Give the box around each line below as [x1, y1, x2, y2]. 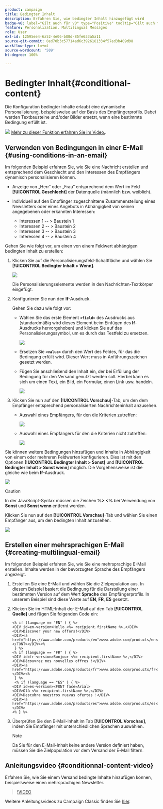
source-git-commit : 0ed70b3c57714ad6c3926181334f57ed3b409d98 [5, 39, 133, 44]
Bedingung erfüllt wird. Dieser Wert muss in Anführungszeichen [19, 354, 147, 360]
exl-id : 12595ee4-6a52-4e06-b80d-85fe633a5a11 [5, 35, 101, 39]
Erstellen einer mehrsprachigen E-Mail [5, 541, 124, 549]
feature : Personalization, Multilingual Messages [5, 25, 108, 30]
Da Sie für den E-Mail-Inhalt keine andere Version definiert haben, [12, 742, 145, 748]
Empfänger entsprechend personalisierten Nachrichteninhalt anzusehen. [12, 403, 158, 408]
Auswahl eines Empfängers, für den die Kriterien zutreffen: [19, 412, 137, 418]
